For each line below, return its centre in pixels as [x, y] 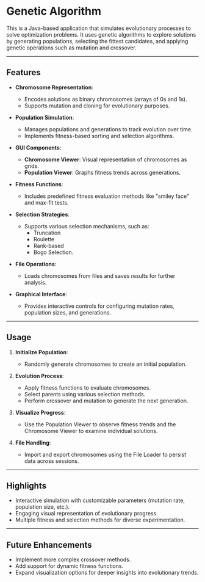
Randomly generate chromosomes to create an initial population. [106, 364]
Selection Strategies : [42, 214]
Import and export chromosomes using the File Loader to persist [105, 454]
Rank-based [49, 246]
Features [23, 72]
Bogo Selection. [53, 252]
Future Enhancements [49, 545]
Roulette [44, 239]
